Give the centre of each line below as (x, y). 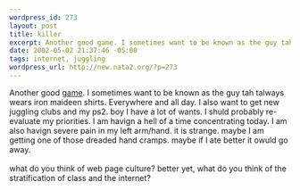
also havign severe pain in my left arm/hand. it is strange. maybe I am (137, 130)
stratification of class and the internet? (80, 178)
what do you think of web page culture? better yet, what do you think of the (148, 168)
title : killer (36, 34)
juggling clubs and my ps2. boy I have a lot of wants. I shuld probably (137, 112)
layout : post (33, 26)
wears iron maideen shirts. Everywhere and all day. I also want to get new (144, 102)
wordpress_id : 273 (43, 17)
